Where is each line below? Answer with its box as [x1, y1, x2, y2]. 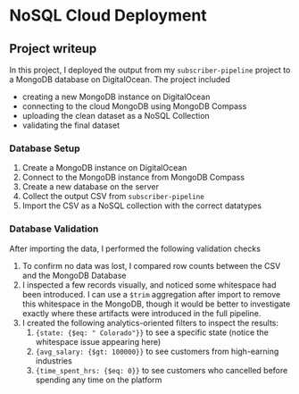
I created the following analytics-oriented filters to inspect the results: [21, 317, 279, 328]
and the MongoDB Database [21, 270, 127, 281]
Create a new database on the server [21, 181, 159, 192]
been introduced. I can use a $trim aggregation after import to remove [21, 289, 281, 299]
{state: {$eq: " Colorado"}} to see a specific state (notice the [35, 327, 270, 338]
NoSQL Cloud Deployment [9, 5, 207, 26]
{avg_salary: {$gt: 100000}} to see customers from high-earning [35, 346, 279, 356]
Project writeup [9, 41, 97, 56]
